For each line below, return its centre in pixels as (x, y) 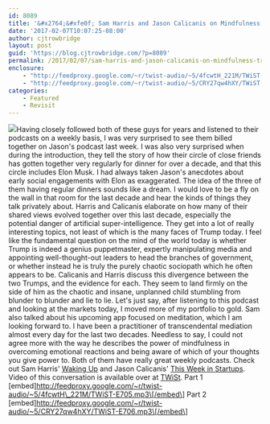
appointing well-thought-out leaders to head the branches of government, (131, 257)
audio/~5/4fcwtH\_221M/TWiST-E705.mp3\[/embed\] (97, 394)
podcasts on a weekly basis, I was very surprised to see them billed (121, 138)
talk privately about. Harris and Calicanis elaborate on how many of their (128, 207)
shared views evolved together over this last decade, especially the (120, 215)
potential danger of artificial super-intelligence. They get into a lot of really (131, 224)
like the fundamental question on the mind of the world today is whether (128, 241)
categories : (28, 91)
